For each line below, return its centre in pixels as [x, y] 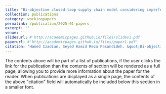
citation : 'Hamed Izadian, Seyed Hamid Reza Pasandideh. [65, 47]
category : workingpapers [31, 19]
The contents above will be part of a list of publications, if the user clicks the [83, 60]
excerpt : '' [17, 28]
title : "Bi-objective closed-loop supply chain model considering [75, 10]
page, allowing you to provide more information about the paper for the [77, 71]
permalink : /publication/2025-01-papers [47, 23]
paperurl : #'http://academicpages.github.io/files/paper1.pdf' [72, 42]
